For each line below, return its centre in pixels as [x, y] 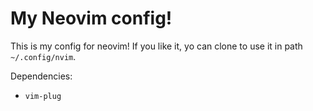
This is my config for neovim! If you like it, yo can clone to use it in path [156, 46]
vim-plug [43, 96]
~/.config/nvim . [43, 56]
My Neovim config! [91, 18]
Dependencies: [41, 76]
